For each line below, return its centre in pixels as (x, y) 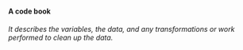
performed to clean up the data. (61, 38)
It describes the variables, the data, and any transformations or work (121, 29)
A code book (30, 11)
